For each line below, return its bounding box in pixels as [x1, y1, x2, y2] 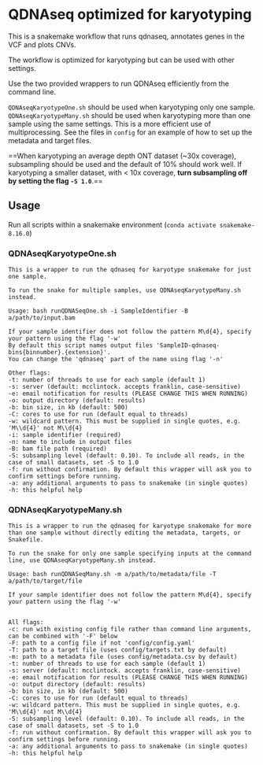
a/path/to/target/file [8, 577, 83, 586]
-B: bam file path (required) [8, 445, 108, 453]
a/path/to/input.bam [8, 314, 76, 322]
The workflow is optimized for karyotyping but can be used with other [8, 55, 235, 65]
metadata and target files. [8, 135, 92, 145]
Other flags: [8, 369, 51, 377]
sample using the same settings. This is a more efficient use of [8, 119, 211, 128]
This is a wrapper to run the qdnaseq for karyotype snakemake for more [8, 522, 252, 530]
